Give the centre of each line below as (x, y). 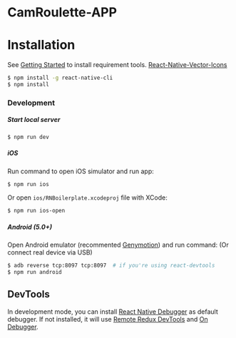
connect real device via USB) (50, 252)
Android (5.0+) (30, 227)
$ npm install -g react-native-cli (60, 78)
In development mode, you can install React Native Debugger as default (113, 312)
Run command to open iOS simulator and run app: (81, 171)
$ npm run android (35, 272)
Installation (41, 45)
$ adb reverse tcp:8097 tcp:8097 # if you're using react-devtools (111, 266)
